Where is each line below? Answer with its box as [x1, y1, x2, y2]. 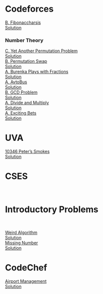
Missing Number [5, 240, 38, 246]
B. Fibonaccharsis [5, 20, 41, 25]
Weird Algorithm [5, 230, 38, 235]
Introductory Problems [5, 204, 99, 215]
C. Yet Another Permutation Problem [5, 48, 78, 54]
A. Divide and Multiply [5, 100, 50, 106]
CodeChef [5, 262, 48, 274]
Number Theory [5, 37, 44, 43]
